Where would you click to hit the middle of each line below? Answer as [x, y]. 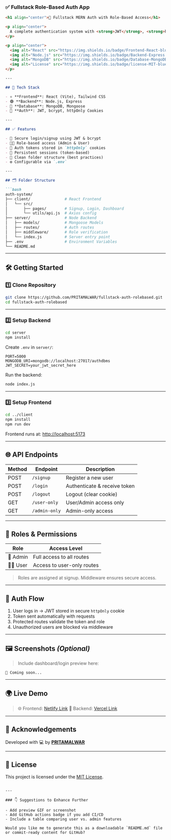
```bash [13, 190]
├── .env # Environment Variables [61, 242]
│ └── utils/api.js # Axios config [51, 213]
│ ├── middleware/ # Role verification [57, 232]
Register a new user [90, 478]
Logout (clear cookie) [92, 494]
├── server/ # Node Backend [51, 218]
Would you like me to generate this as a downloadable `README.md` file [84, 828]
